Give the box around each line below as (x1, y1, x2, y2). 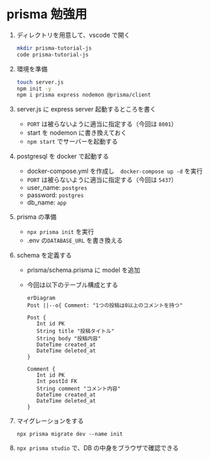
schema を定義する (16, 251, 72, 259)
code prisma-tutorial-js (16, 51, 89, 58)
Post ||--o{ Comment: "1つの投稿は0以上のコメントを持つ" (26, 302, 183, 309)
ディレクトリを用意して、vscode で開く (16, 31, 131, 39)
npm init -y (16, 85, 51, 92)
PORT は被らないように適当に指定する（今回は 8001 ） (26, 120, 178, 128)
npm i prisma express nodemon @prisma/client (16, 91, 151, 98)
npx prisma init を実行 (26, 227, 95, 236)
